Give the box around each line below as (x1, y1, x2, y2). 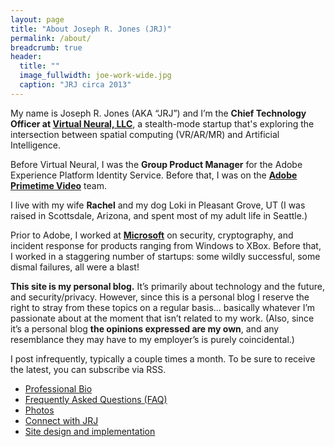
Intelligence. (10, 139, 62, 151)
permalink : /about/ (10, 33, 92, 43)
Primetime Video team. (10, 179, 107, 191)
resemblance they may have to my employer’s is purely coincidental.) (10, 333, 295, 345)
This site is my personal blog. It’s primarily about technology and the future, (10, 280, 325, 292)
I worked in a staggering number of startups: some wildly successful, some (10, 250, 321, 262)
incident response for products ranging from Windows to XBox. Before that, (10, 239, 322, 251)
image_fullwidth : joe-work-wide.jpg (19, 71, 172, 81)
